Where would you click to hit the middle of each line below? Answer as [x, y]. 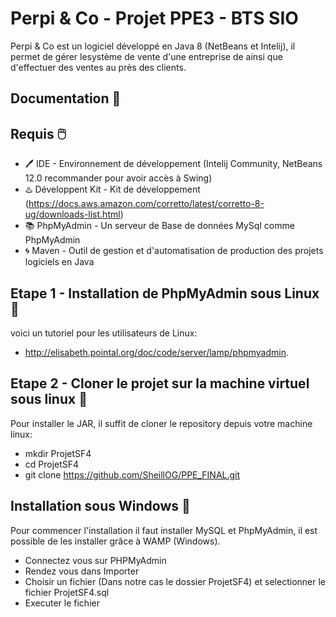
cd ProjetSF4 [52, 464]
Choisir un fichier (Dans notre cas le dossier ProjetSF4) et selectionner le [175, 581]
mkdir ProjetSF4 [58, 453]
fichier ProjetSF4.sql [67, 592]
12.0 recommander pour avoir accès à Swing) [118, 178]
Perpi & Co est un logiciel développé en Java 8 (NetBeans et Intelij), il [153, 46]
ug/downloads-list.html [72, 214]
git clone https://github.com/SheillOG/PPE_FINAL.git [132, 474]
